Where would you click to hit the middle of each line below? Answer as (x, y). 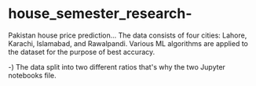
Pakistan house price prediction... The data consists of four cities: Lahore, (128, 35)
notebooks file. (32, 75)
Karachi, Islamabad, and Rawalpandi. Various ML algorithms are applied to (128, 43)
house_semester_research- (100, 14)
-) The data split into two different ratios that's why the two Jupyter (117, 66)
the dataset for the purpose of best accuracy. (82, 52)
